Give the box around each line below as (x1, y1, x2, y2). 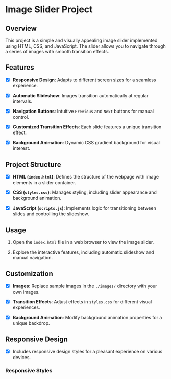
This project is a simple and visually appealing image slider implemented (5, 37, 158, 43)
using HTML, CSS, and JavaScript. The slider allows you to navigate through (5, 43, 166, 49)
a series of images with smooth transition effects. (5, 49, 109, 54)
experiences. (12, 304, 40, 310)
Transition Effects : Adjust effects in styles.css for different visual (12, 298, 152, 305)
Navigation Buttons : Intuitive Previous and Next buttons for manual (12, 108, 154, 114)
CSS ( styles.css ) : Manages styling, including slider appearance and (12, 189, 157, 195)
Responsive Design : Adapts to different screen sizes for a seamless (12, 77, 156, 83)
